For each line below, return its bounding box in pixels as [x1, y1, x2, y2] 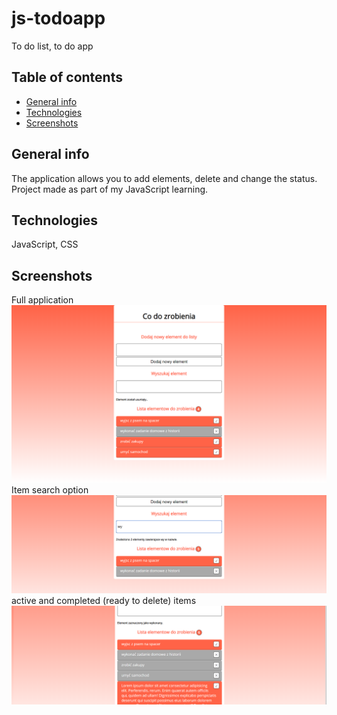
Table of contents [11, 69, 123, 86]
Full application [11, 294, 74, 306]
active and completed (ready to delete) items [11, 595, 197, 607]
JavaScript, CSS [11, 238, 79, 251]
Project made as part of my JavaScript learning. [11, 183, 209, 195]
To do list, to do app [11, 40, 94, 52]
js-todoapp [11, 7, 106, 30]
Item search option [11, 483, 89, 496]
